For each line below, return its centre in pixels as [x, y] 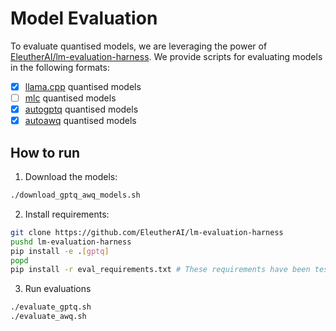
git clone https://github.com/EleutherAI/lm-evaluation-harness [147, 232]
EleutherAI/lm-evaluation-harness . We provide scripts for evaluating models [166, 56]
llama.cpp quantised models [83, 86]
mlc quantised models [70, 98]
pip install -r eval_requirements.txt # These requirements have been [160, 270]
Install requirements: [67, 214]
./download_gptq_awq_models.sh [75, 195]
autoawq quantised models [80, 121]
